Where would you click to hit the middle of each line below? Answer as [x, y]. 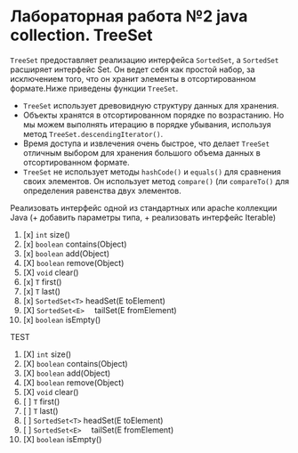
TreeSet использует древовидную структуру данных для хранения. [151, 105]
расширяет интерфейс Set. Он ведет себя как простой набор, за [133, 69]
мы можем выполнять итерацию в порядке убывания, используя [147, 124]
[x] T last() [42, 291]
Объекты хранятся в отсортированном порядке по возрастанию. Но [153, 115]
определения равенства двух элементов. [102, 190]
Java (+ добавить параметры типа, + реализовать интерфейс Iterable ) [143, 217]
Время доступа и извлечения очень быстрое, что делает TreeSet [146, 143]
